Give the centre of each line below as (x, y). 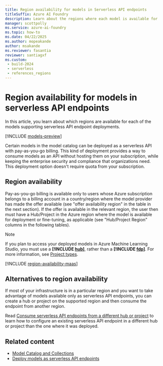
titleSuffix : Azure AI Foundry (37, 14)
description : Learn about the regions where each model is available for (81, 19)
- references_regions (29, 73)
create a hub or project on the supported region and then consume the (76, 301)
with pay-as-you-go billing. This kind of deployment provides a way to (75, 151)
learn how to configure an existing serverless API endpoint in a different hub (81, 321)
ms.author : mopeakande (28, 42)
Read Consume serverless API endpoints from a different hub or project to (80, 316)
